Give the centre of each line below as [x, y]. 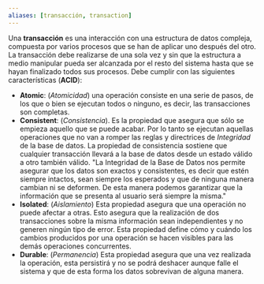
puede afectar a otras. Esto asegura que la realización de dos [119, 212]
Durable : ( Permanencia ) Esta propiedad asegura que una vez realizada [135, 254]
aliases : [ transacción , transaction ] [70, 15]
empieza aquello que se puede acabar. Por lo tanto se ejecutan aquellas [136, 129]
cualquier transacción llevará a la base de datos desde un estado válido [136, 154]
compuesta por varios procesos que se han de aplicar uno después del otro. [132, 46]
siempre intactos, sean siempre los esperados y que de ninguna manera [137, 179]
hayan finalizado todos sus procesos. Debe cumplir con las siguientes [121, 71]
